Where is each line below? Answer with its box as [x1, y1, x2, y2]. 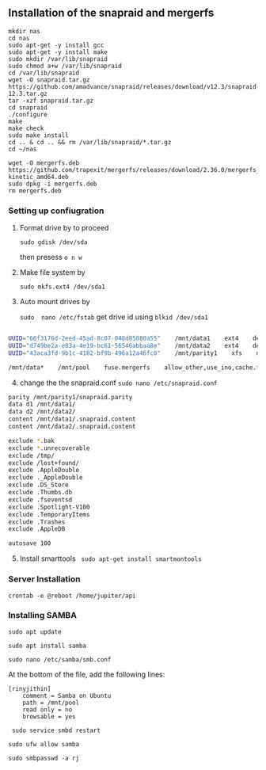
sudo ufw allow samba [8, 740, 80, 748]
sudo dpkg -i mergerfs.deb [8, 180, 97, 188]
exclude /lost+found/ [8, 459, 80, 467]
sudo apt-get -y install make [8, 48, 108, 56]
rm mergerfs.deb [8, 186, 62, 195]
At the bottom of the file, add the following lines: [8, 669, 165, 679]
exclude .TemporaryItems [8, 510, 90, 518]
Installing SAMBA [8, 610, 78, 621]
